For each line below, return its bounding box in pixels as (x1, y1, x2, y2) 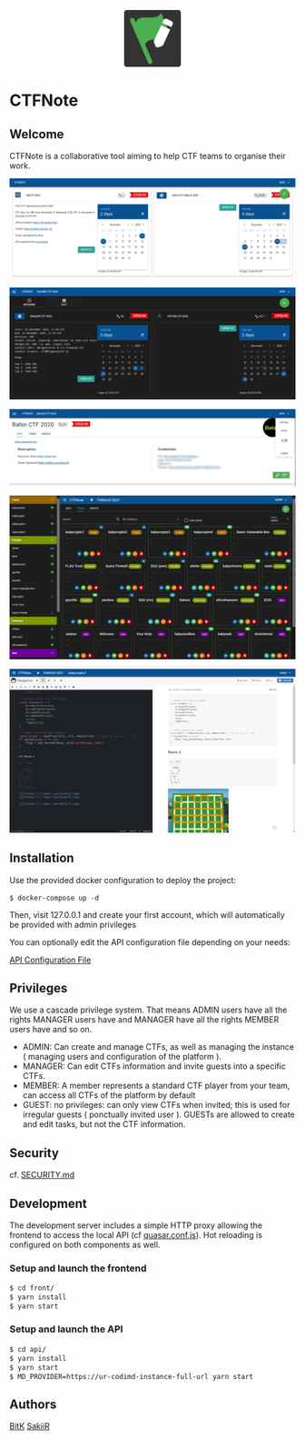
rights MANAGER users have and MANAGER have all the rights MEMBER (9, 1014, 280, 1025)
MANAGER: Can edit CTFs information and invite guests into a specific (22, 1061, 286, 1072)
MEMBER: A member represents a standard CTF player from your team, (22, 1080, 290, 1092)
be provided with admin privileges (9, 919, 137, 930)
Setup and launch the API (9, 1323, 123, 1335)
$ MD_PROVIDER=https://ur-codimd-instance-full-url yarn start (9, 1372, 254, 1381)
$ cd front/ (9, 1284, 54, 1293)
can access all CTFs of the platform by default (22, 1090, 196, 1101)
